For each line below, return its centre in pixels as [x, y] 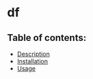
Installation [32, 61]
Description [33, 54]
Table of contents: [47, 38]
